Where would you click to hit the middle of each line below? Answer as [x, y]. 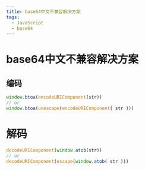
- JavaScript [28, 23]
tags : [13, 17]
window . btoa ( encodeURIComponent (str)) [54, 97]
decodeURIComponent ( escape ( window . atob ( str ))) [67, 161]
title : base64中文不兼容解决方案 [44, 12]
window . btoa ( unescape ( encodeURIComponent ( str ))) [70, 108]
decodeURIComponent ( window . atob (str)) [54, 150]
